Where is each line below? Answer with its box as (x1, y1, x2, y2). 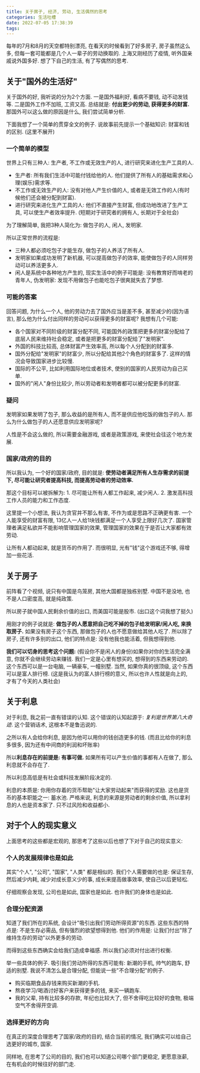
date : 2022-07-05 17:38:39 (6, 20, 73, 26)
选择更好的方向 (6, 1018, 49, 1027)
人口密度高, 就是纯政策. (16, 595, 74, 603)
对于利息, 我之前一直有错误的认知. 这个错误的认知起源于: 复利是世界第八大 (6, 713, 187, 720)
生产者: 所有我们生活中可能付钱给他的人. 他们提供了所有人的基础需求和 (14, 172, 188, 179)
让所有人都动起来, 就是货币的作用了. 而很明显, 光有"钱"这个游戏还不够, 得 (6, 544, 185, 551)
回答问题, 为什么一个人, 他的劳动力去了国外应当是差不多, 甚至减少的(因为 (6, 308, 185, 315)
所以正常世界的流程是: (6, 234, 61, 241)
